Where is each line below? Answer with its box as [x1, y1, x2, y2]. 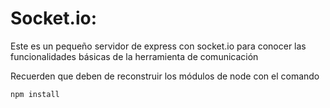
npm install [10, 89, 60, 99]
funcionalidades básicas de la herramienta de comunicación [10, 50, 259, 62]
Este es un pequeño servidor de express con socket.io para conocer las [10, 40, 307, 52]
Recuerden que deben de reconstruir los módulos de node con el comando [10, 70, 320, 82]
